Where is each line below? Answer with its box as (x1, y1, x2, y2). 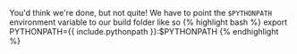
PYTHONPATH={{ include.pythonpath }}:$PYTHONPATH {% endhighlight (9, 27, 279, 36)
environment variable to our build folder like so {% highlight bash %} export (9, 17, 288, 27)
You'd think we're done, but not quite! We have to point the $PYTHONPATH (9, 8, 273, 18)
